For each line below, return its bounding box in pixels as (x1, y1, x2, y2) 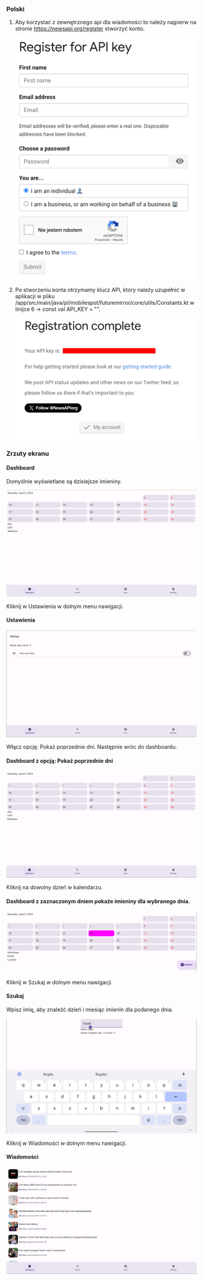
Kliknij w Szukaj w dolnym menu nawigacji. (6, 978, 113, 986)
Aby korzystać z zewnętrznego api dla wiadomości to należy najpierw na (14, 19, 196, 26)
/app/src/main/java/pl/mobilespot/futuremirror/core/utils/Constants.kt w (14, 299, 195, 307)
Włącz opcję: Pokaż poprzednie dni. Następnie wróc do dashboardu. (6, 743, 177, 750)
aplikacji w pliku (14, 293, 55, 300)
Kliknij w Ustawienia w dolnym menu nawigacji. (6, 602, 124, 610)
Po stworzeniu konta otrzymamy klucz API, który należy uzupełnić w (14, 287, 185, 294)
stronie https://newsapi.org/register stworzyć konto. (14, 25, 145, 32)
